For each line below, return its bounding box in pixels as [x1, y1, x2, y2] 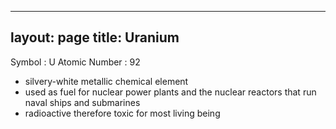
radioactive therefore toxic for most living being [24, 107, 221, 119]
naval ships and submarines [24, 96, 141, 108]
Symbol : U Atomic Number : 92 [10, 56, 141, 68]
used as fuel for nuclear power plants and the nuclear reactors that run [24, 86, 317, 98]
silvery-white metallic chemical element [24, 75, 189, 87]
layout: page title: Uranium [10, 29, 180, 46]
